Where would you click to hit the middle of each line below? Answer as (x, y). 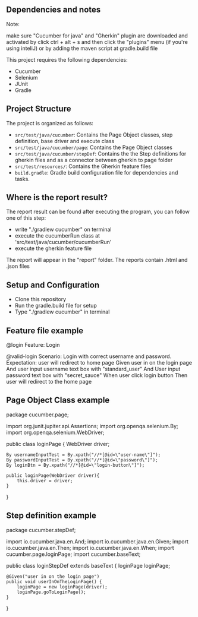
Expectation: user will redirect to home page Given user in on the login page (99, 363)
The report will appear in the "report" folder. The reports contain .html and (97, 260)
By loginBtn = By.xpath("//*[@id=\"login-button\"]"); (76, 465)
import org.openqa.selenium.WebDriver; (55, 432)
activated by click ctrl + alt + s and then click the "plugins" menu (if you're (97, 42)
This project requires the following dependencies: (67, 59)
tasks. (22, 179)
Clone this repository (40, 299)
